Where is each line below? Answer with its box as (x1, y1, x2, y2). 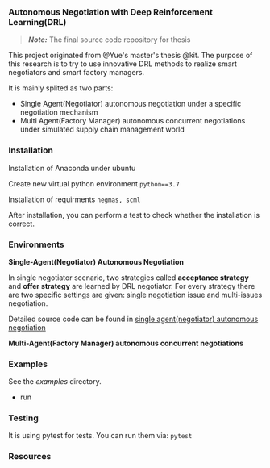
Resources (8, 451, 52, 462)
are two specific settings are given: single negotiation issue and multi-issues (8, 290, 263, 299)
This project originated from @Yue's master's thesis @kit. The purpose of (8, 51, 253, 61)
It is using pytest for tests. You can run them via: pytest (8, 431, 193, 441)
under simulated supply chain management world (19, 124, 185, 135)
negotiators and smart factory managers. (8, 68, 145, 77)
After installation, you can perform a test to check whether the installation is (8, 210, 260, 219)
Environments (8, 239, 64, 250)
